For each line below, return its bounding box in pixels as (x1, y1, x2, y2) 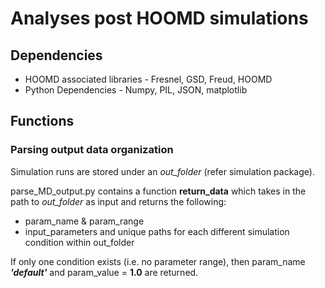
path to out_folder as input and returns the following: (10, 195, 227, 207)
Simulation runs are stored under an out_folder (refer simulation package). (10, 165, 315, 177)
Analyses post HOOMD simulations (10, 7, 309, 30)
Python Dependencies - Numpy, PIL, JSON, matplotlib (24, 84, 248, 96)
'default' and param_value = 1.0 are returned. (10, 266, 199, 278)
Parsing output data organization (10, 143, 174, 157)
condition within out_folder (24, 236, 135, 248)
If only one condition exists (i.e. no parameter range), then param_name (10, 255, 306, 267)
